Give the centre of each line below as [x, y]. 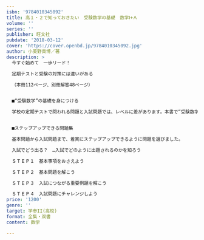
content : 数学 [23, 222]
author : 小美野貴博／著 [33, 52]
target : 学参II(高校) [32, 211]
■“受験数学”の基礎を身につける [45, 101]
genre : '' [19, 205]
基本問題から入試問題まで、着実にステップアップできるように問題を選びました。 [97, 139]
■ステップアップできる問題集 [42, 128]
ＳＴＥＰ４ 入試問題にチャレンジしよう [55, 194]
